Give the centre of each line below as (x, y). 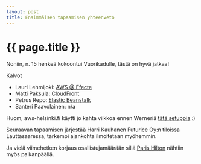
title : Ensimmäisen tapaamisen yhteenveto (60, 17)
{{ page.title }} (43, 47)
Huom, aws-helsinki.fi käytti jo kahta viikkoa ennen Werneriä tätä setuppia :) (101, 118)
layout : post (23, 12)
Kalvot (14, 75)
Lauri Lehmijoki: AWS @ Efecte (53, 87)
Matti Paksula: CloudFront (47, 93)
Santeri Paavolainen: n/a (45, 107)
